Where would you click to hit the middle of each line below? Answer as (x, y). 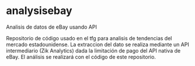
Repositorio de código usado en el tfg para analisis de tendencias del (89, 38)
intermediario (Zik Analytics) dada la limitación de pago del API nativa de (93, 50)
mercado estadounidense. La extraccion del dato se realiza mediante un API (98, 44)
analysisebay (39, 11)
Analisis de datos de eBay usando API (52, 27)
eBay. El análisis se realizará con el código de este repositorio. (81, 57)
